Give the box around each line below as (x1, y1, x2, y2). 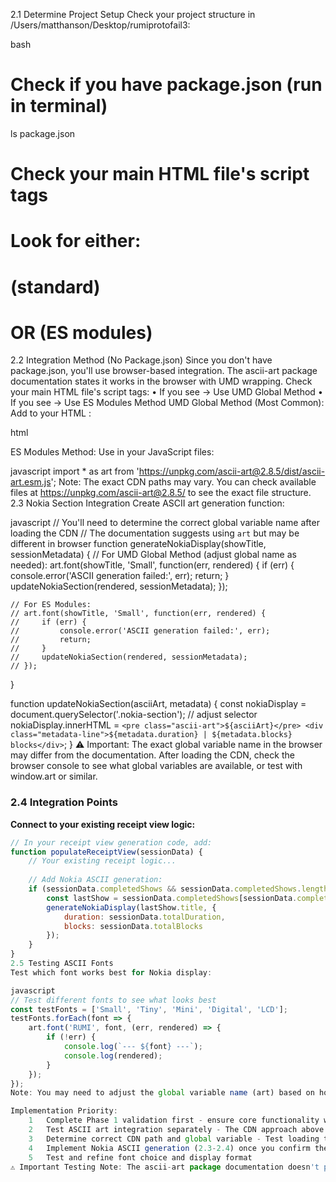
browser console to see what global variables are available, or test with (10, 760, 303, 772)
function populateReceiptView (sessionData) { (10, 847, 203, 857)
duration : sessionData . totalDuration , (63, 912, 226, 922)
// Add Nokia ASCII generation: (28, 875, 163, 885)
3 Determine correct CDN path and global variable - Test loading (28, 1134, 320, 1144)
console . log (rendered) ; (63, 1050, 163, 1061)
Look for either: (10, 230, 142, 253)
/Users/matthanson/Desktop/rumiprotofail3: (10, 19, 191, 31)
